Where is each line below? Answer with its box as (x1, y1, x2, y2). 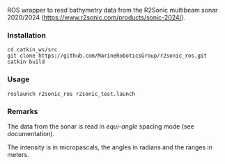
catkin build (7, 58, 45, 65)
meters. (7, 150, 29, 158)
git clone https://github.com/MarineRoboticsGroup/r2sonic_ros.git (7, 52, 208, 60)
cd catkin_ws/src (7, 47, 58, 54)
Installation (7, 31, 47, 40)
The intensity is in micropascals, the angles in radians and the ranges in (7, 142, 212, 151)
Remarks (7, 106, 38, 116)
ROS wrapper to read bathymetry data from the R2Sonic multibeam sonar (7, 6, 218, 14)
